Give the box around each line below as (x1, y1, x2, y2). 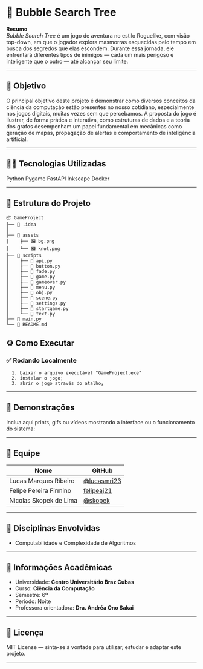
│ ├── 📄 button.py (6, 263, 61, 269)
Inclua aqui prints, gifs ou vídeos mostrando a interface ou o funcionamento (6, 418, 195, 426)
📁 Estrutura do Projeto (6, 198, 91, 208)
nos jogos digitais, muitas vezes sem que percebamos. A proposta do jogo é (6, 110, 197, 117)
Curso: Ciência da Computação (14, 585, 95, 592)
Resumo (6, 25, 28, 33)
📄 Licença (6, 627, 44, 638)
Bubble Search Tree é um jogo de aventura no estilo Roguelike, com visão (6, 31, 190, 39)
